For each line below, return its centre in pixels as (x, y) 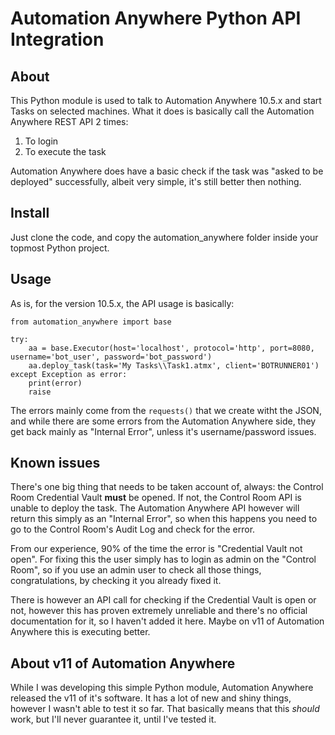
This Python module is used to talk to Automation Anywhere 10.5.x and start (166, 100)
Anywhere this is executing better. (80, 632)
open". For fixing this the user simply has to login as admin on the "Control (163, 559)
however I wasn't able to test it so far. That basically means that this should (165, 709)
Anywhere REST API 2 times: (69, 121)
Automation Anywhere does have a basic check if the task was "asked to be (167, 171)
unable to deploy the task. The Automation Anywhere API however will (155, 508)
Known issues (55, 463)
